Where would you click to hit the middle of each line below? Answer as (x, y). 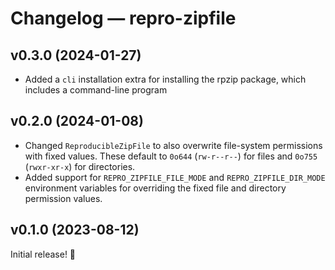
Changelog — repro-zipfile (123, 18)
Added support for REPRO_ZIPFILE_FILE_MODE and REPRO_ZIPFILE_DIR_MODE (175, 177)
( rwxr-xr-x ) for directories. (80, 166)
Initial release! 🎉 (43, 254)
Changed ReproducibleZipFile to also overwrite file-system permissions (173, 145)
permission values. (63, 198)
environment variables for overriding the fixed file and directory (155, 188)
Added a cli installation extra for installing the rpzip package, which (165, 79)
